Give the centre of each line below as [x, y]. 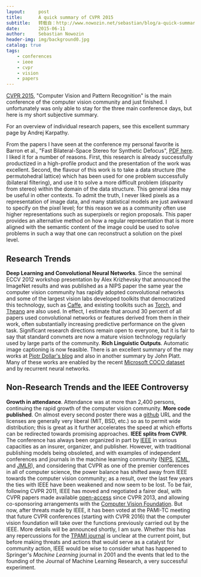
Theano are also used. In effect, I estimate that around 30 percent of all [94, 311]
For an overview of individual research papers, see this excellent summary [98, 126]
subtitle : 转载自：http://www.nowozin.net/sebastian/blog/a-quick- [93, 23]
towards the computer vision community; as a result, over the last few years [100, 478]
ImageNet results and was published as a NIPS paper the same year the [95, 286]
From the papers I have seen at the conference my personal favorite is [93, 144]
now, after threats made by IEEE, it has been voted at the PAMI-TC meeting [98, 510]
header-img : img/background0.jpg [48, 40]
